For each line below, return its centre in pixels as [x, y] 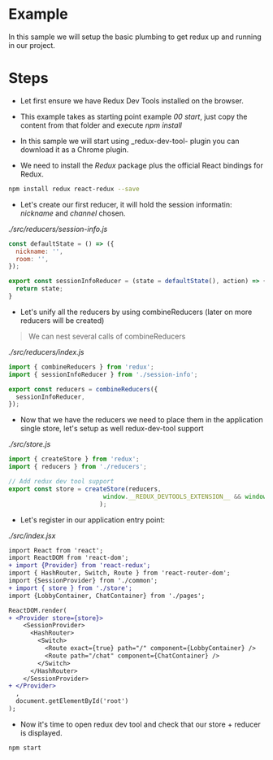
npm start [25, 748]
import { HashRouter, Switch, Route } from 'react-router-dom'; [119, 573]
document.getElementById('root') [72, 701]
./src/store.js [30, 444]
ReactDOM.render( [38, 610]
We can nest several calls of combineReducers [107, 336]
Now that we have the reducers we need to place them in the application [142, 420]
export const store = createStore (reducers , [85, 489]
